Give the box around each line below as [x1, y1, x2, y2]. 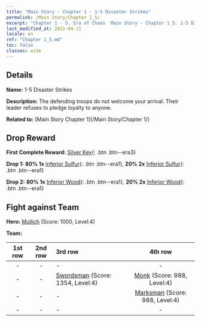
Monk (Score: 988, [134, 271, 187, 279]
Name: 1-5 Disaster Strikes [6, 86, 73, 93]
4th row [149, 248, 172, 256]
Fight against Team [6, 202, 80, 212]
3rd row [56, 248, 79, 256]
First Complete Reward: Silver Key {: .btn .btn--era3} [6, 149, 136, 156]
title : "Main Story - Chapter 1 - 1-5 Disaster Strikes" [6, 8, 151, 15]
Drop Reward [6, 133, 56, 143]
